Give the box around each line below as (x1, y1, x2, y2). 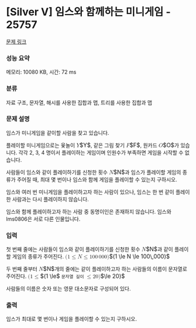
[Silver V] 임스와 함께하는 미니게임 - (6, 5, 171, 19)
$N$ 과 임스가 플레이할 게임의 (113, 168, 181, 176)
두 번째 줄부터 (6, 266, 38, 273)
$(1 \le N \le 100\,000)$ (109, 253, 170, 260)
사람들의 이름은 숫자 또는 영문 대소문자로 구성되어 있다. (6, 285, 131, 292)
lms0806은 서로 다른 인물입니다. (6, 215, 81, 222)
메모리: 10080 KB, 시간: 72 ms (6, 68, 77, 76)
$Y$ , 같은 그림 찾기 (80, 141, 125, 149)
